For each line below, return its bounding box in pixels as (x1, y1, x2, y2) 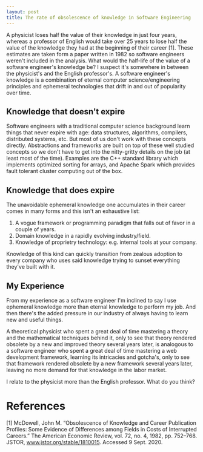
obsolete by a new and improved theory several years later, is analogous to (6, 340, 194, 348)
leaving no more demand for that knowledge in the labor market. (6, 366, 167, 373)
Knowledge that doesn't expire (6, 106, 125, 117)
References (6, 399, 65, 413)
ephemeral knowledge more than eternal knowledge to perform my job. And (6, 303, 196, 310)
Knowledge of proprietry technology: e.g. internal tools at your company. (15, 238, 197, 246)
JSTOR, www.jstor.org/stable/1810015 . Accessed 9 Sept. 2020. (6, 438, 163, 445)
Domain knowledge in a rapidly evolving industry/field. (15, 232, 151, 240)
